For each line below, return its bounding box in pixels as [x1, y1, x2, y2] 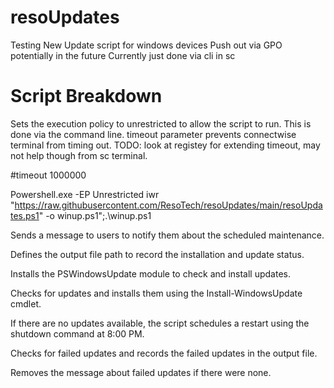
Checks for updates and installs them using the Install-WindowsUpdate [10, 287, 303, 299]
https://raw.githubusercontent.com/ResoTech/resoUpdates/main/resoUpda [14, 199, 323, 211]
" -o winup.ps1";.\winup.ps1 [38, 209, 152, 221]
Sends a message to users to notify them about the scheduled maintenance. [10, 229, 325, 241]
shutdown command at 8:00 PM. [10, 327, 145, 340]
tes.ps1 [10, 209, 40, 221]
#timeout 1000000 [10, 169, 87, 181]
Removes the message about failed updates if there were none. [10, 366, 272, 378]
